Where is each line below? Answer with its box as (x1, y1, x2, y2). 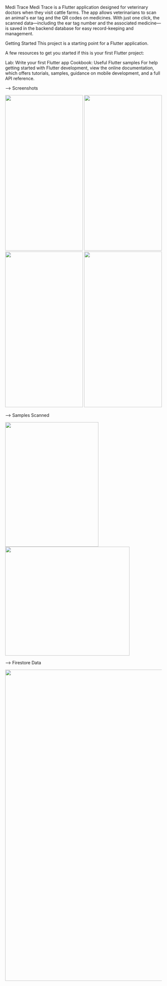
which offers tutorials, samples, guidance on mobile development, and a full (5, 70, 161, 76)
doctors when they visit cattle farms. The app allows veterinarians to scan (5, 9, 157, 15)
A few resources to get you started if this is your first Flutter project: (5, 50, 144, 56)
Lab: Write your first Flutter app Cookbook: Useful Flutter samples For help (5, 60, 158, 65)
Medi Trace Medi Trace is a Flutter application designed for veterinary (5, 4, 148, 10)
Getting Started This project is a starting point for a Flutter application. (5, 40, 149, 46)
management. (5, 31, 34, 36)
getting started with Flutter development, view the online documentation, (5, 65, 154, 71)
